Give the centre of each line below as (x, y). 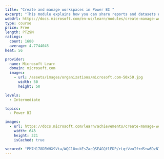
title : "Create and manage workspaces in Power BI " (60, 10)
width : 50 (28, 82)
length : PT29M (20, 32)
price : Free (17, 28)
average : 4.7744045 (29, 46)
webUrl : (13, 19)
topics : (13, 109)
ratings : (14, 37)
